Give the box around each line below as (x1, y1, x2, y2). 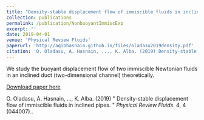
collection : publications (6, 15, 72, 21)
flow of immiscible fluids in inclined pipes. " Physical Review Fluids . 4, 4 (6, 101, 186, 108)
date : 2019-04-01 (6, 32, 50, 38)
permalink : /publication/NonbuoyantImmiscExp (6, 20, 123, 26)
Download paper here (6, 83, 61, 90)
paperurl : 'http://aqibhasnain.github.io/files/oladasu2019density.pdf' (6, 43, 194, 49)
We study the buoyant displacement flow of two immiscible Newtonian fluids (6, 65, 198, 72)
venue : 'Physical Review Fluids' (6, 37, 91, 43)
